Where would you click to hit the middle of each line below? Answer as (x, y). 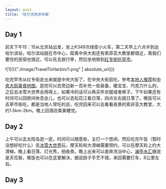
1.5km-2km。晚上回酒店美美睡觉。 (44, 111)
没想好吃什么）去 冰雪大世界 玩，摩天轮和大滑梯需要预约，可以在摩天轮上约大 (83, 145)
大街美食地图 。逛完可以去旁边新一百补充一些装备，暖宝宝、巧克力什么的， (85, 86)
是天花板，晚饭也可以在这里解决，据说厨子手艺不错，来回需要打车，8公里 (80, 158)
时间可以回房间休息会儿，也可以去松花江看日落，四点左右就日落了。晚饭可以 (83, 98)
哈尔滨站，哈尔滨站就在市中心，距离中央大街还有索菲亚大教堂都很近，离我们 (83, 53)
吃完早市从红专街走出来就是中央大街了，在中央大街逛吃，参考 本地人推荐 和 (81, 79)
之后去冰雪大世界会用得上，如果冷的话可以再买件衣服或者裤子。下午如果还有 (83, 92)
